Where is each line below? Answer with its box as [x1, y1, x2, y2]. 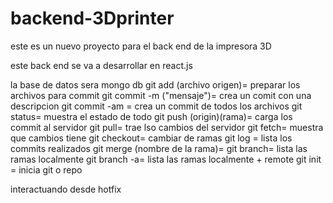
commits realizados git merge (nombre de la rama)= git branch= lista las [10, 142, 308, 154]
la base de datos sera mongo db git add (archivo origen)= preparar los [10, 78, 301, 91]
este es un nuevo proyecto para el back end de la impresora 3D [10, 40, 272, 52]
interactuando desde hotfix [10, 183, 122, 195]
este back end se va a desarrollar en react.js [10, 59, 193, 71]
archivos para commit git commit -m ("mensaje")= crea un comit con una [10, 89, 312, 101]
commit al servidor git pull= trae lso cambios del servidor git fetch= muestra [10, 121, 324, 133]
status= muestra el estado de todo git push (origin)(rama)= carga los [10, 110, 293, 122]
